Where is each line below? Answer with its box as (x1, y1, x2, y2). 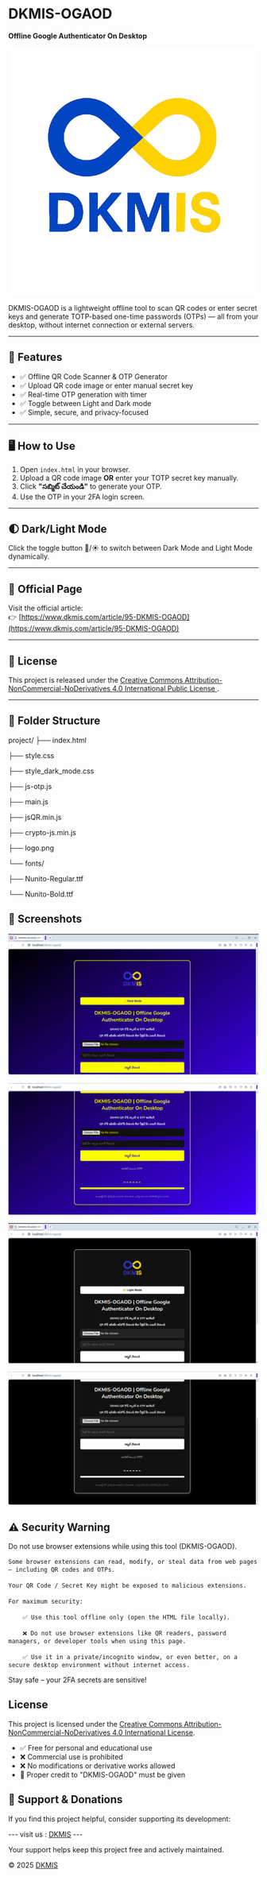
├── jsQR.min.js (8, 812, 62, 822)
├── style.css (8, 750, 55, 760)
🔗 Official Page (8, 582, 83, 596)
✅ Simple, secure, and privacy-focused (19, 407, 149, 417)
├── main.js (8, 796, 49, 807)
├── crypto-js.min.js (8, 827, 77, 837)
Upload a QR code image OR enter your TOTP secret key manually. (19, 473, 239, 482)
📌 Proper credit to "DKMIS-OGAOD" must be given (19, 1770, 185, 1779)
